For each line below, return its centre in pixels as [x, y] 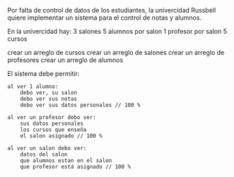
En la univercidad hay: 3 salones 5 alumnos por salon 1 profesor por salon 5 [117, 31]
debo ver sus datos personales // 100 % [80, 105]
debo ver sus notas [49, 99]
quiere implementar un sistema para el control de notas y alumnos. [105, 18]
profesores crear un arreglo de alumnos [65, 60]
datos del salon [44, 154]
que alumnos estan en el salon [66, 161]
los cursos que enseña [53, 130]
